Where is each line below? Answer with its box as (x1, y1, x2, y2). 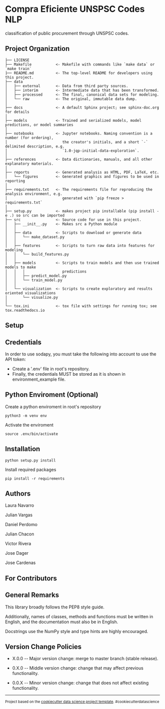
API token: (5, 356, 26, 362)
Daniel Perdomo (5, 522, 38, 528)
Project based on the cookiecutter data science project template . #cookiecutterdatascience (5, 699, 160, 705)
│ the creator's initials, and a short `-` (5, 140, 148, 144)
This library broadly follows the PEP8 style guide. (5, 604, 105, 610)
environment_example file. (12, 376, 66, 382)
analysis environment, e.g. (5, 191, 63, 196)
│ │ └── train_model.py (5, 278, 63, 283)
